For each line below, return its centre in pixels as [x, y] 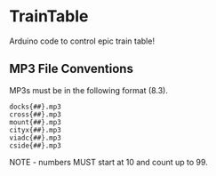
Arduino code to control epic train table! [82, 41]
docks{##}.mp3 [36, 107]
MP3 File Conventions [71, 69]
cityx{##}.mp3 [36, 130]
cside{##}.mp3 [36, 145]
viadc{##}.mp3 [36, 138]
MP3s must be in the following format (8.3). [89, 90]
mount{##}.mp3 [36, 122]
